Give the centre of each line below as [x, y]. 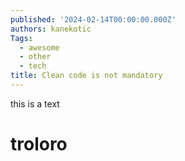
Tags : [21, 38]
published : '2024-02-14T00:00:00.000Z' [93, 19]
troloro [39, 144]
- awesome [39, 47]
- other [35, 57]
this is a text [35, 103]
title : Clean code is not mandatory [86, 76]
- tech [33, 66]
